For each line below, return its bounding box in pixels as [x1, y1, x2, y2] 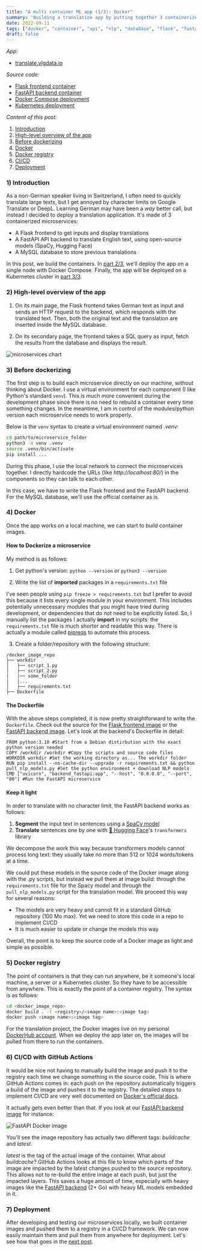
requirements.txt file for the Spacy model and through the [6, 882, 151, 889]
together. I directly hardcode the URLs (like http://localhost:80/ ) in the [6, 469, 179, 476]
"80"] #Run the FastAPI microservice [6, 776, 101, 782]
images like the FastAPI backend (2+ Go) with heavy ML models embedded [6, 1184, 193, 1191]
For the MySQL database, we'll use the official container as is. [6, 493, 159, 500]
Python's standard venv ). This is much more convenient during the [6, 392, 170, 400]
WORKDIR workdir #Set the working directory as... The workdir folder [6, 755, 187, 761]
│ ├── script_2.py [6, 668, 58, 674]
